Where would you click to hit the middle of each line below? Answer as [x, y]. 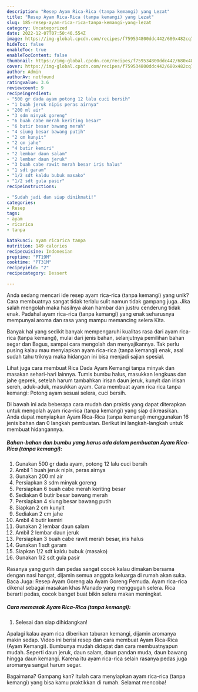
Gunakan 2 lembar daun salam [52, 526]
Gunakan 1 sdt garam [41, 545]
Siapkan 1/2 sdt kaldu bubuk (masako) [61, 551]
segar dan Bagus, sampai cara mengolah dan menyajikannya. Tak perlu [93, 344]
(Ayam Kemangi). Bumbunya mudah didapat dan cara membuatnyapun [92, 646]
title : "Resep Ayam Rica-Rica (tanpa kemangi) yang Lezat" [80, 17]
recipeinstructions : [32, 186]
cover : [15, 66]
